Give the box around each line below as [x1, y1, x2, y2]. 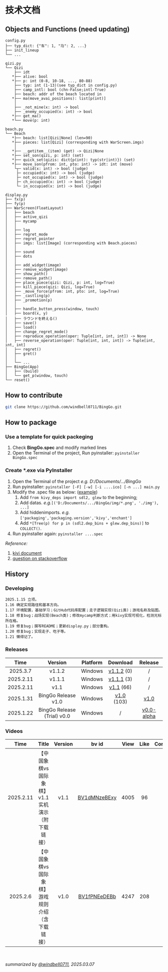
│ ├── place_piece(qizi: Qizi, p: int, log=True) [5, 280, 115, 285]
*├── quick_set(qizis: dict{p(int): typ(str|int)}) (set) [11, 157, 135, 162]
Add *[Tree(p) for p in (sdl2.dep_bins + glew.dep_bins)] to [19, 520, 149, 526]
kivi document [12, 550, 42, 556]
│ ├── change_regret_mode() [5, 329, 68, 334]
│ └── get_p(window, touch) [5, 373, 68, 378]
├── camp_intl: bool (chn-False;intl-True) [14, 87, 106, 92]
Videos [5, 727, 23, 735]
